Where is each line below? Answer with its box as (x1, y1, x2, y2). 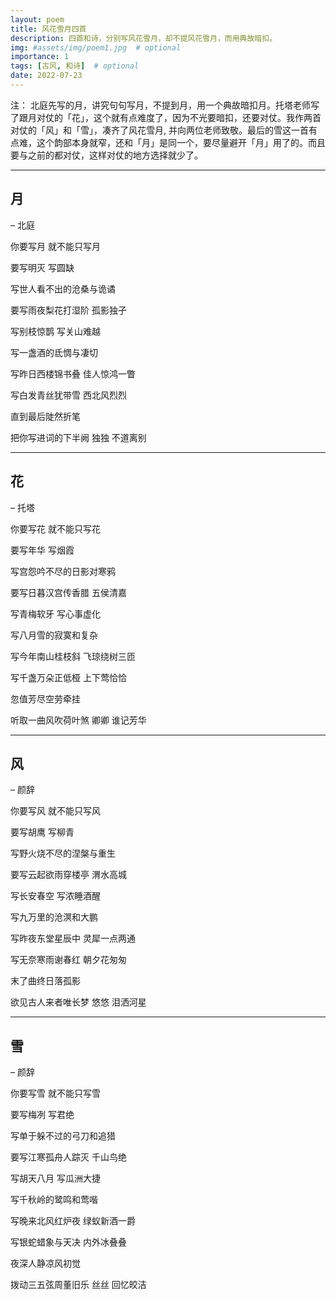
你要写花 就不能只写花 (10, 522, 101, 535)
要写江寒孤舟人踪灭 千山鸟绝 (10, 1151, 127, 1163)
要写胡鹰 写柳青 (10, 826, 75, 838)
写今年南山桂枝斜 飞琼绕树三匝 (10, 650, 136, 662)
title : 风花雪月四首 (10, 24, 87, 34)
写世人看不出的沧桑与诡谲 (10, 282, 116, 295)
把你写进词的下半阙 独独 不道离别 (10, 431, 147, 443)
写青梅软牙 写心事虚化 (10, 607, 101, 620)
